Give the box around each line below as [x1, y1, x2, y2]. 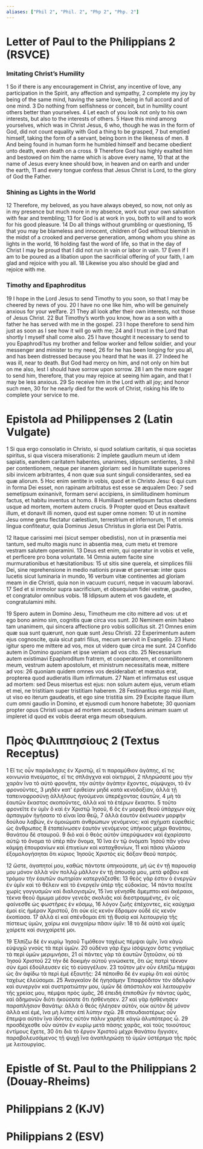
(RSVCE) [6, 48, 50, 61]
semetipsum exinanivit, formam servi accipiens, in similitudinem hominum [6, 490, 190, 497]
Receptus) [6, 746, 59, 760]
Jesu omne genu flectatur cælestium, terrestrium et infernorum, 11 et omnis [6, 516, 194, 523]
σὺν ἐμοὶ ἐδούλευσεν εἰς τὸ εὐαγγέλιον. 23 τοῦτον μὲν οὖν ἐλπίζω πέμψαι [6, 963, 195, 971]
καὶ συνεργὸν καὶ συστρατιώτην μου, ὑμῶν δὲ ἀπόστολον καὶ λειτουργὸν [6, 983, 192, 990]
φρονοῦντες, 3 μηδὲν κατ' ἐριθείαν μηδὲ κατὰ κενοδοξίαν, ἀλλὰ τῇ [6, 786, 177, 793]
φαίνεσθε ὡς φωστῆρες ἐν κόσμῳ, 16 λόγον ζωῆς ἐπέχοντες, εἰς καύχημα [6, 900, 195, 907]
